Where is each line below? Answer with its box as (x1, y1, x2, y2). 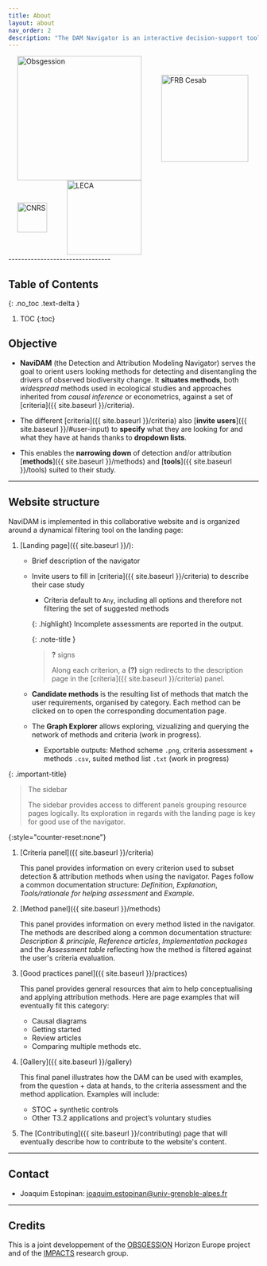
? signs (51, 650, 75, 659)
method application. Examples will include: (19, 1089, 160, 1098)
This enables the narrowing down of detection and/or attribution (19, 448, 232, 457)
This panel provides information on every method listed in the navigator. (19, 919, 256, 929)
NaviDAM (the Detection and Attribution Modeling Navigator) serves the (19, 358, 256, 367)
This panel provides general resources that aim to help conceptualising (19, 984, 253, 993)
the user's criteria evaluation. (19, 953, 116, 962)
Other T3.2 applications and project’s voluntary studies (31, 1113, 212, 1122)
